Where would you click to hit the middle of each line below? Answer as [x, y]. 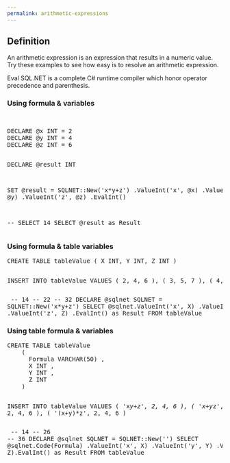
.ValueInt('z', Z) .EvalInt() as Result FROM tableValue [105, 313]
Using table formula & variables [61, 331]
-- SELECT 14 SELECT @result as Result [74, 223]
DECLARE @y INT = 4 [40, 138]
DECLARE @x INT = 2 [40, 131]
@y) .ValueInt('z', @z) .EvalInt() [67, 197]
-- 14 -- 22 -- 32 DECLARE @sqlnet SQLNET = [87, 300]
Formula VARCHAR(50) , [66, 359]
